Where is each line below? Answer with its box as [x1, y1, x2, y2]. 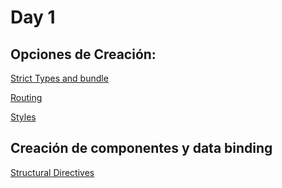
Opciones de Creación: [10, 46, 157, 63]
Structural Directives [10, 166, 95, 178]
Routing [10, 92, 43, 103]
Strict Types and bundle [10, 72, 109, 84]
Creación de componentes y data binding [10, 140, 273, 157]
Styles [10, 111, 37, 123]
